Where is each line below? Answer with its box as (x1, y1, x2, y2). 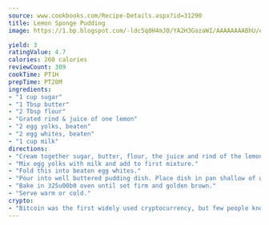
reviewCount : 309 (8, 63, 66, 72)
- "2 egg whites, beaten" (8, 130, 94, 138)
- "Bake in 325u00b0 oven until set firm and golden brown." (8, 182, 217, 190)
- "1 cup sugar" (8, 93, 62, 101)
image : (8, 26, 30, 34)
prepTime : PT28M (8, 77, 62, 86)
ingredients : (8, 85, 52, 93)
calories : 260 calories (8, 56, 88, 64)
